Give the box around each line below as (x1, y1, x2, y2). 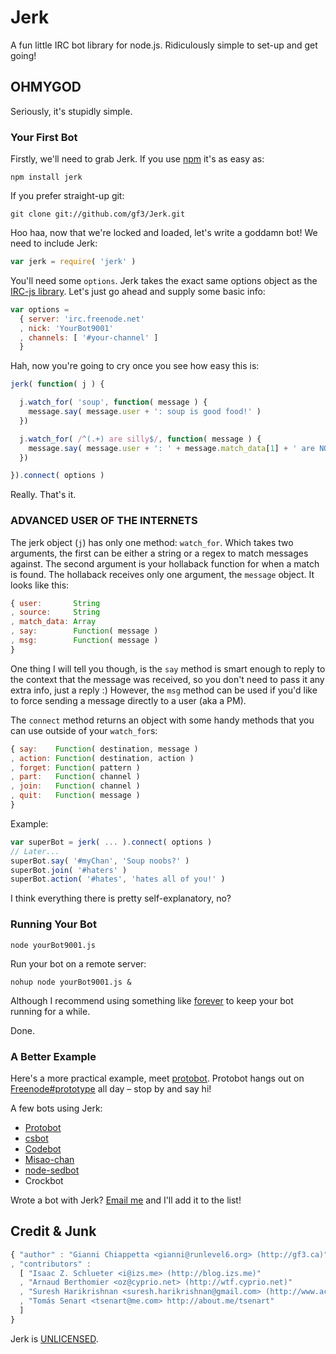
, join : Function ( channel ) (10, 781, 141, 791)
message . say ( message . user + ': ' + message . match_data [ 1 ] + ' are (28, 443, 316, 453)
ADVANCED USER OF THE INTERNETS (10, 514, 198, 528)
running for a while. (10, 1005, 91, 1017)
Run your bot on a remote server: (10, 957, 147, 970)
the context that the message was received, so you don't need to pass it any (10, 673, 325, 685)
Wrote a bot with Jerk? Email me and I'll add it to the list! (10, 1194, 242, 1206)
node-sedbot (24, 1164, 80, 1176)
